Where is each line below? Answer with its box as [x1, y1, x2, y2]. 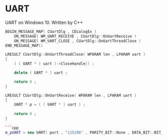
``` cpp [5, 125, 19, 130]
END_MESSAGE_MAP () [5, 43, 43, 48]
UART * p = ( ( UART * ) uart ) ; [14, 102, 85, 107]
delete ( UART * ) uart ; [14, 70, 68, 75]
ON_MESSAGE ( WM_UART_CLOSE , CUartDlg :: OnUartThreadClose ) [14, 38, 141, 43]
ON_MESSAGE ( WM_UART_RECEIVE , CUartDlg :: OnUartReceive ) [14, 33, 137, 39]
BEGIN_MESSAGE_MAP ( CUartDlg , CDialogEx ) [5, 29, 97, 34]
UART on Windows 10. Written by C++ [5, 19, 83, 25]
